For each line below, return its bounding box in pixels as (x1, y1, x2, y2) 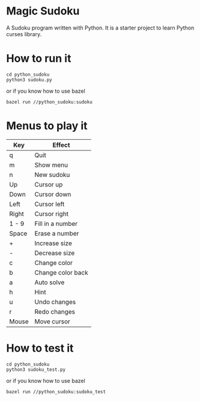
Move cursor (34, 317, 71, 326)
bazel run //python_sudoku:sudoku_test (6, 388, 106, 395)
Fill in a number (34, 219, 78, 228)
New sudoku (34, 170, 70, 179)
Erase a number (34, 229, 79, 237)
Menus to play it (6, 119, 88, 133)
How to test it (6, 341, 74, 355)
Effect (52, 140, 70, 149)
